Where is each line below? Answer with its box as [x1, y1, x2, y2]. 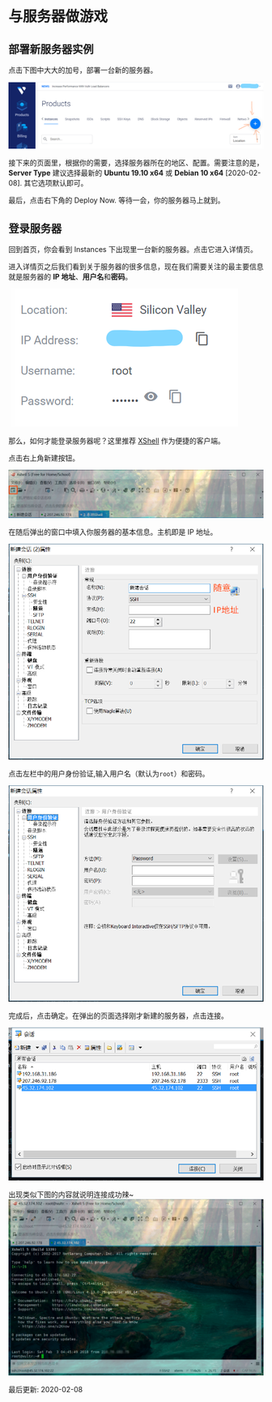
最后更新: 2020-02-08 [8, 1385, 83, 1395]
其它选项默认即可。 [23, 178, 88, 188]
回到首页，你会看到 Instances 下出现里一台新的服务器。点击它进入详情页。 [8, 245, 257, 254]
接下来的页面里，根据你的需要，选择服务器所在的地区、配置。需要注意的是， [8, 158, 264, 168]
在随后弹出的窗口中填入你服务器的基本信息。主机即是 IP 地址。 [8, 527, 218, 536]
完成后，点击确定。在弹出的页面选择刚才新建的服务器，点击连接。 [8, 1011, 228, 1021]
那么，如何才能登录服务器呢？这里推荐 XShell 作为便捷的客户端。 [8, 436, 225, 446]
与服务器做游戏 [8, 7, 108, 26]
